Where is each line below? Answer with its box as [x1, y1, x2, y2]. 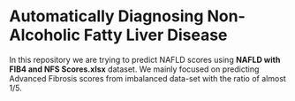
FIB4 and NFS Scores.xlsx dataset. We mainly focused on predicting [9, 64, 260, 74]
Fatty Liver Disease [83, 25, 228, 45]
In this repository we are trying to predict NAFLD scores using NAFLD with [9, 54, 281, 65]
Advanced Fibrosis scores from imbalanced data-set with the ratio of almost [9, 73, 287, 83]
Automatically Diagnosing [9, 6, 204, 27]
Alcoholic [9, 25, 81, 45]
